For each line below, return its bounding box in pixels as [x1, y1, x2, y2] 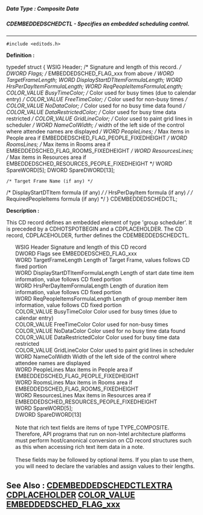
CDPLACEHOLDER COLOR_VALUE [6, 490, 135, 500]
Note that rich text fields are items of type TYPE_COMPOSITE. [14, 424, 170, 431]
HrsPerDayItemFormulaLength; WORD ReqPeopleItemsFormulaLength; [6, 82, 183, 90]
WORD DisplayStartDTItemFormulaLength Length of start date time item [14, 269, 195, 277]
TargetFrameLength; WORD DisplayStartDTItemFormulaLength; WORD [6, 76, 183, 84]
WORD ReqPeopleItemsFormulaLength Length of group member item [14, 295, 187, 303]
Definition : [6, 52, 35, 59]
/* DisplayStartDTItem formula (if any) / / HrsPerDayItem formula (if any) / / [6, 189, 193, 197]
